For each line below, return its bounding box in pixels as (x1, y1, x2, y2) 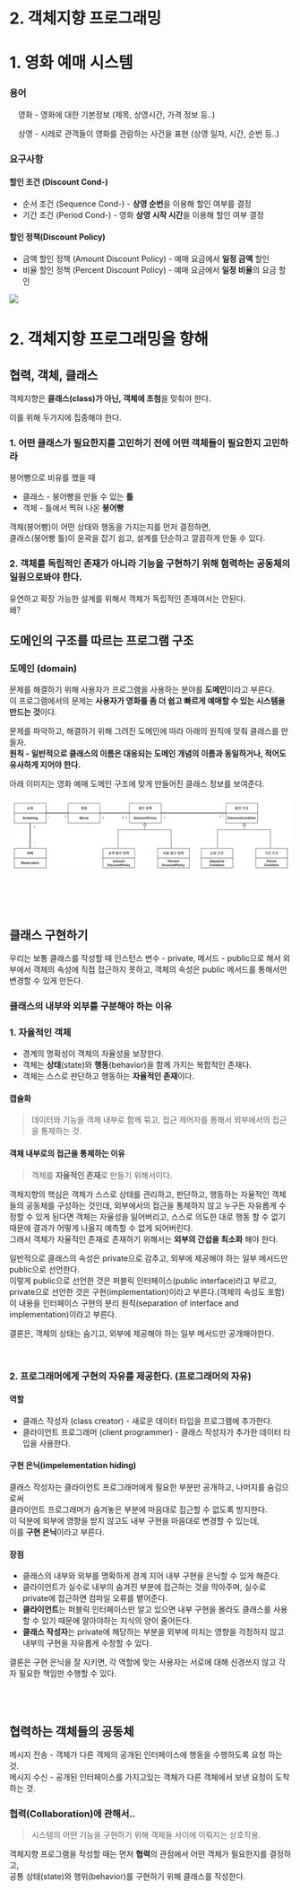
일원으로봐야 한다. (9, 571, 82, 583)
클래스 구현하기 (9, 927, 89, 942)
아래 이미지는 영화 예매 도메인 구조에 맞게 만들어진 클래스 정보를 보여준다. (9, 778, 265, 790)
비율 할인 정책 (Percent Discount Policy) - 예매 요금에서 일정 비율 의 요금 (21, 265, 277, 275)
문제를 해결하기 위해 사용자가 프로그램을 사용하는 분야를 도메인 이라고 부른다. (9, 684, 275, 696)
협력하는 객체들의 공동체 (9, 1724, 134, 1739)
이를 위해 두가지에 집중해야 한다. (9, 412, 123, 423)
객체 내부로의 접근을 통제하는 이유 (9, 1148, 125, 1159)
